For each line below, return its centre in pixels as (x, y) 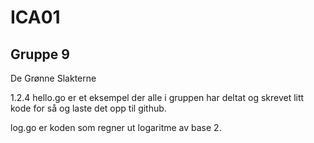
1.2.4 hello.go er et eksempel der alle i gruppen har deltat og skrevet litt (157, 97)
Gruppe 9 (40, 54)
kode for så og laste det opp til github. (88, 108)
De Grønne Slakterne (53, 78)
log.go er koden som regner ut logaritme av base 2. (116, 127)
